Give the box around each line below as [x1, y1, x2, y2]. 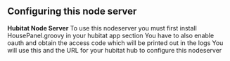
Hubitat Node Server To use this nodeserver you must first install [7, 24, 197, 32]
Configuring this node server [7, 6, 137, 17]
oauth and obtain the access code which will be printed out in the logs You [7, 38, 224, 47]
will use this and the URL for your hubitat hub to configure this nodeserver [7, 46, 222, 54]
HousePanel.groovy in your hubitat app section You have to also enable [7, 31, 215, 40]
